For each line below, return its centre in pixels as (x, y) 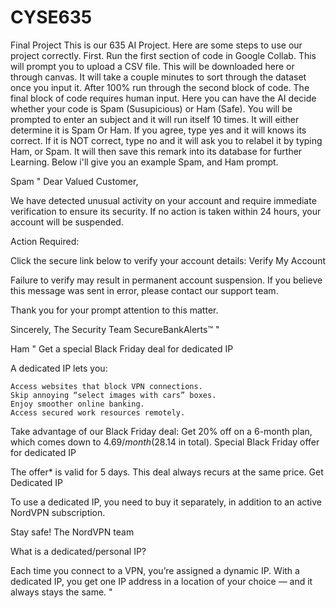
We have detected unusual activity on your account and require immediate (163, 200)
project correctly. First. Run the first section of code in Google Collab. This (163, 55)
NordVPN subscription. (58, 512)
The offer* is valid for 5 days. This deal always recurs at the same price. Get (167, 472)
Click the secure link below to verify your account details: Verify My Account (168, 260)
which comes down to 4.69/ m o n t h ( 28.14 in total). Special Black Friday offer (165, 442)
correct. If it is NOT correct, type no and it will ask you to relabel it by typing (166, 140)
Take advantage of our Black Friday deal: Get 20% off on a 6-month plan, (161, 431)
